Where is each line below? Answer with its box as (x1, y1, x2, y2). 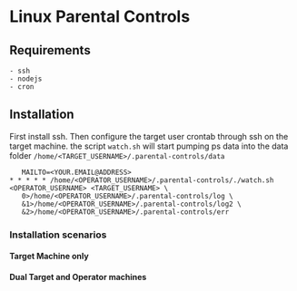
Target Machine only (9, 251, 89, 262)
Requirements (9, 43, 91, 58)
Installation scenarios (9, 228, 107, 241)
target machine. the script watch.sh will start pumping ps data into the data (9, 141, 289, 151)
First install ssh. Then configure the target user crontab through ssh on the (9, 131, 289, 141)
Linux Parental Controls (9, 6, 191, 27)
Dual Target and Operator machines (9, 271, 147, 282)
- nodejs (9, 74, 43, 83)
